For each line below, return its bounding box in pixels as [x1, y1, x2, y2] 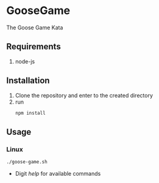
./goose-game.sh [6, 159, 48, 165]
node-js [15, 57, 35, 65]
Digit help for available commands [15, 170, 101, 177]
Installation [6, 76, 50, 86]
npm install [15, 110, 46, 116]
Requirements [6, 41, 61, 52]
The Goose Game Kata [6, 24, 63, 31]
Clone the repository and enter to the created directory [15, 91, 154, 99]
